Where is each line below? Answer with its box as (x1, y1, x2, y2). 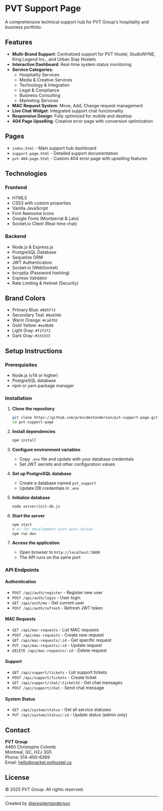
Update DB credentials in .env (19, 485, 79, 491)
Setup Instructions (5, 347, 63, 355)
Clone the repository (12, 406, 55, 412)
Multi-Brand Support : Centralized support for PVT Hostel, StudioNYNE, (12, 51, 156, 57)
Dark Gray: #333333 (12, 333, 50, 339)
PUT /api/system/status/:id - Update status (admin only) (12, 712, 128, 718)
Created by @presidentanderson (5, 800, 70, 806)
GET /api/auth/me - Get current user (12, 600, 84, 606)
